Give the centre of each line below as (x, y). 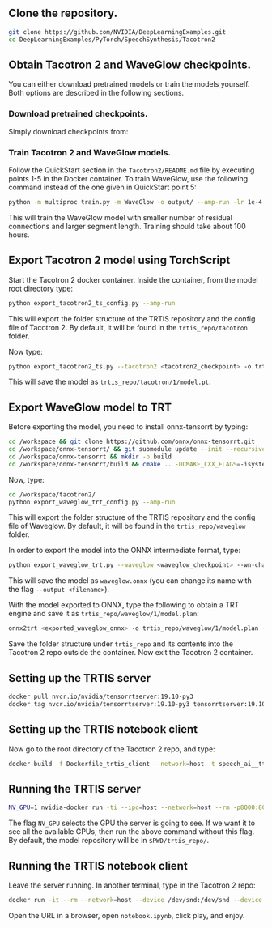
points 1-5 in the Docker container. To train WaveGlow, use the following (128, 178)
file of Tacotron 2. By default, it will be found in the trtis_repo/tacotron (128, 327)
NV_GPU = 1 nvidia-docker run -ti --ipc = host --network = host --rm (119, 808)
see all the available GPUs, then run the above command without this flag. (132, 832)
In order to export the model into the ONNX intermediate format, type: (125, 551)
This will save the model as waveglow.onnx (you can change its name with (130, 581)
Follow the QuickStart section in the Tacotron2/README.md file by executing (132, 170)
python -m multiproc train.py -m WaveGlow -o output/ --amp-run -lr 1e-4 (136, 202)
